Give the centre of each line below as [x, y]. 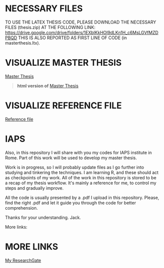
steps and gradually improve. [34, 188]
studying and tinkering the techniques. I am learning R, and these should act [82, 172]
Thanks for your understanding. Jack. [43, 217]
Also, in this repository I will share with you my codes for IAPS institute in [78, 152]
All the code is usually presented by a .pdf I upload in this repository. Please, [82, 197]
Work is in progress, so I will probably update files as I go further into [75, 167]
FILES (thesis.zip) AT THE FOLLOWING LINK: [50, 27]
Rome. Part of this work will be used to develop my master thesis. [71, 158]
